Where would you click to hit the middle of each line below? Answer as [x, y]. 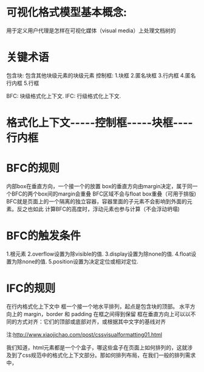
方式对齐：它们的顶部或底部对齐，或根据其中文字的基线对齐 [91, 321]
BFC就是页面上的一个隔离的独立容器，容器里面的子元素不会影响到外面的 [97, 201]
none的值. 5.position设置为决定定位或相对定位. [80, 261]
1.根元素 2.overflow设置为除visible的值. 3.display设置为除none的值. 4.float [99, 254]
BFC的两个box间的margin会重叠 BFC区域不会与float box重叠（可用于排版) [104, 194]
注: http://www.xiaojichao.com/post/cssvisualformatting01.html [84, 334]
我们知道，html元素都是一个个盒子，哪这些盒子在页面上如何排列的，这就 [97, 347]
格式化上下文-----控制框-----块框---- [100, 123]
